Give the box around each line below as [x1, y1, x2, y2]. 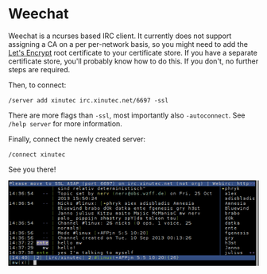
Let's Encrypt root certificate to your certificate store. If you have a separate [8, 48, 258, 57]
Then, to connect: [8, 80, 67, 90]
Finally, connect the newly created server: [8, 134, 145, 144]
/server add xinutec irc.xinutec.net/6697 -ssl [8, 96, 169, 104]
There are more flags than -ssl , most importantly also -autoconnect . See [8, 110, 246, 120]
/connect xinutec [8, 150, 66, 159]
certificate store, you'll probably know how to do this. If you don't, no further [8, 56, 259, 66]
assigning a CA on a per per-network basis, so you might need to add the [8, 39, 249, 48]
